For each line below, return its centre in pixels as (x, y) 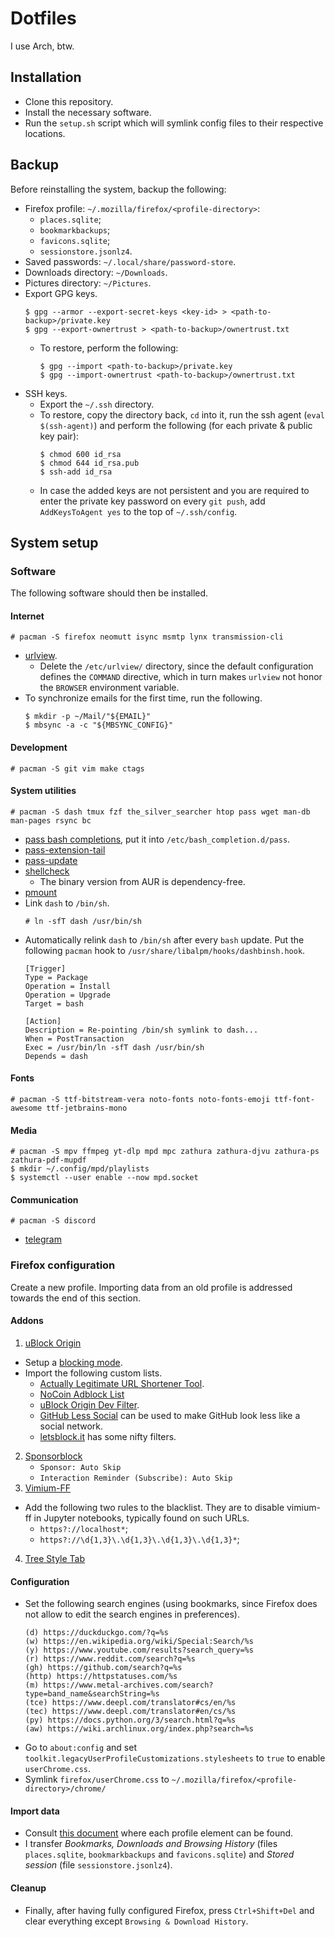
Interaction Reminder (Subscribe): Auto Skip (136, 1478)
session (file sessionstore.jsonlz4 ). (98, 1865)
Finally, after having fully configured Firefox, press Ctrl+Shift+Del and (169, 1910)
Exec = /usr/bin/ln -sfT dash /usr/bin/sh (114, 1047)
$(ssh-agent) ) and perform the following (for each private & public (176, 425)
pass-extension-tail (65, 849)
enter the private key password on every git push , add (152, 501)
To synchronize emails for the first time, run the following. (143, 698)
